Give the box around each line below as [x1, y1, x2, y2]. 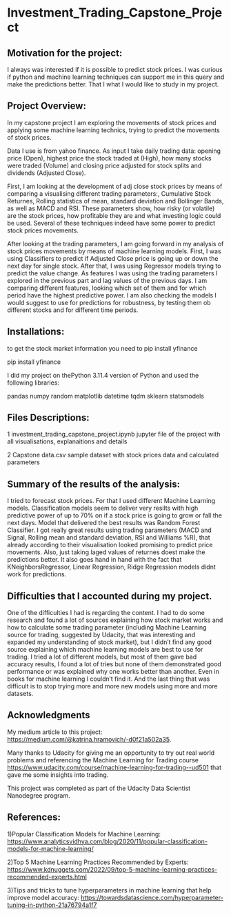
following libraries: [7, 378, 60, 387]
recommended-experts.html [7, 872, 88, 881]
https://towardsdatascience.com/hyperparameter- [80, 893, 224, 901]
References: [7, 812, 61, 823]
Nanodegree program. [7, 791, 70, 800]
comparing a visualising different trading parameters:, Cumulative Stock [7, 189, 212, 198]
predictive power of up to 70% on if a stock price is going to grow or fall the [7, 511, 223, 520]
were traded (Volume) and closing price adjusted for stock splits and [7, 161, 202, 170]
